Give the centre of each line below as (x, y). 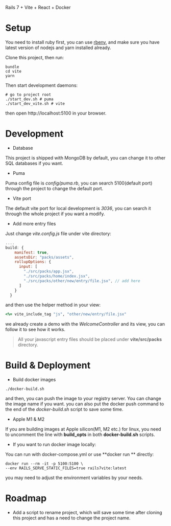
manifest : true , (32, 253)
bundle (12, 67)
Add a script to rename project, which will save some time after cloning (87, 513)
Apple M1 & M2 (29, 419)
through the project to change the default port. (54, 188)
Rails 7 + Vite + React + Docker (38, 7)
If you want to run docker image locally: (54, 445)
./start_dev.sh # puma (29, 99)
